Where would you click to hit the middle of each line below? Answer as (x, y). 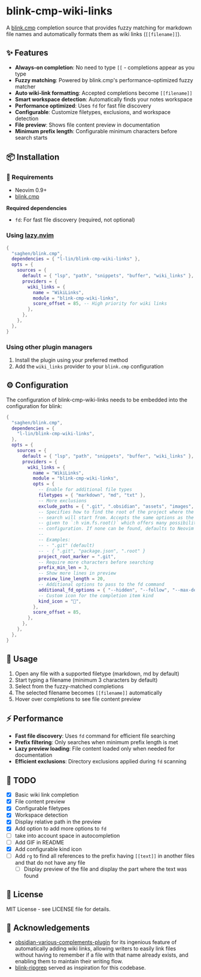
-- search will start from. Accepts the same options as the (116, 517)
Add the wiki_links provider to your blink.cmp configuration (89, 367)
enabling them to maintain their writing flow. (69, 961)
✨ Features (27, 53)
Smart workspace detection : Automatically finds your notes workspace (103, 99)
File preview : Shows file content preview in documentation (87, 125)
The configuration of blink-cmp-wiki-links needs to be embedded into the (97, 400)
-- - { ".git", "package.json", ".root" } (92, 551)
